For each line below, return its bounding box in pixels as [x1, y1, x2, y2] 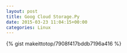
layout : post [6, 8, 38, 14]
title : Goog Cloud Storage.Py [6, 14, 80, 20]
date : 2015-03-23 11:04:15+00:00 [6, 19, 88, 25]
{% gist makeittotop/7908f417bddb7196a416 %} [6, 40, 122, 47]
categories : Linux [6, 24, 51, 31]
